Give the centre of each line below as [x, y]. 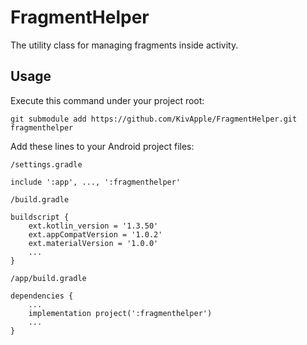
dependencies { [42, 296]
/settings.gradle [46, 164]
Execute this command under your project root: [107, 100]
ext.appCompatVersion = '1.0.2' [95, 234]
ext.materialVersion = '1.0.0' [93, 243]
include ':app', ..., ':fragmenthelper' [96, 182]
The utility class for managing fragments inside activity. [124, 45]
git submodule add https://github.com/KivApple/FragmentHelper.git [154, 119]
